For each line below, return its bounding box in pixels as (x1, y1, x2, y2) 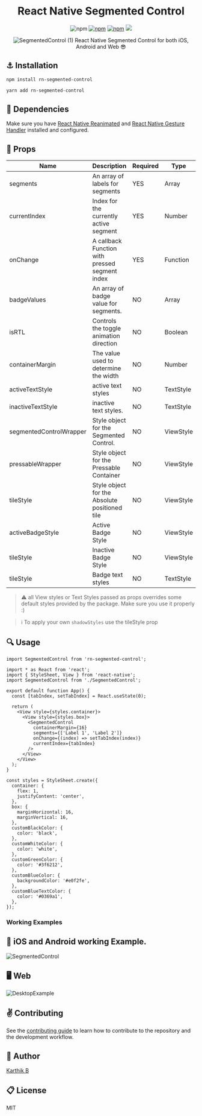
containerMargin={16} (32, 725, 87, 731)
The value (92, 349, 120, 358)
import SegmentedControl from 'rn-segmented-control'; (6, 656, 147, 662)
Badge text (92, 571, 123, 579)
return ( (11, 704, 34, 710)
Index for (92, 197, 118, 206)
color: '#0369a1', (17, 894, 63, 900)
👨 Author (6, 1051, 40, 1061)
